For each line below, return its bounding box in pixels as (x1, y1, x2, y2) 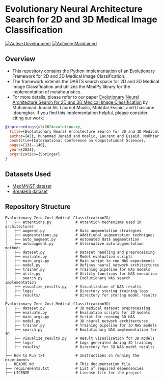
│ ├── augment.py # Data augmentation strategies (5, 229, 141, 234)
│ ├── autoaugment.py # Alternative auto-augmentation (5, 241, 144, 246)
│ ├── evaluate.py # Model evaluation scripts (5, 254, 133, 259)
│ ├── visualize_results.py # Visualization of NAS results (5, 284, 141, 290)
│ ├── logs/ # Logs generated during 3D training (5, 340, 153, 345)
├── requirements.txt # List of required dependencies (5, 366, 144, 371)
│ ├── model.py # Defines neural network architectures (5, 263, 160, 268)
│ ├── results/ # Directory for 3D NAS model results (5, 345, 155, 350)
